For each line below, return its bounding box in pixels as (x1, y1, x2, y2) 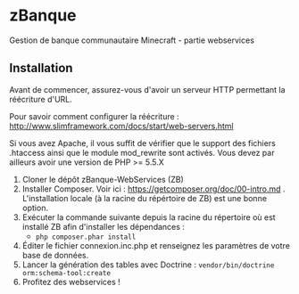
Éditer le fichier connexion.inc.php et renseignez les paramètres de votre (21, 240, 290, 250)
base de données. (21, 249, 89, 260)
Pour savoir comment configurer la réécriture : (9, 110, 180, 121)
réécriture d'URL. (9, 94, 73, 104)
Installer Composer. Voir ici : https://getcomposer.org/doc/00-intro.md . (21, 184, 286, 194)
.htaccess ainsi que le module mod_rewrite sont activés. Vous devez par (9, 147, 275, 158)
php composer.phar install (35, 233, 137, 241)
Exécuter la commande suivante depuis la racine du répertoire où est (21, 211, 276, 223)
